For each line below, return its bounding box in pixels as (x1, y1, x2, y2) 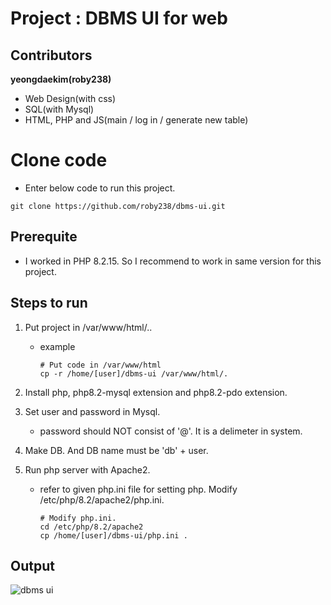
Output (10, 557, 55, 574)
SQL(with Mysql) (24, 103, 95, 115)
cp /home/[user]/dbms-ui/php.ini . (39, 530, 188, 541)
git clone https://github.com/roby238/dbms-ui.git (10, 201, 226, 211)
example (39, 340, 76, 352)
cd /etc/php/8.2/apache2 (39, 522, 144, 532)
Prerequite (10, 228, 78, 246)
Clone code (10, 149, 108, 172)
